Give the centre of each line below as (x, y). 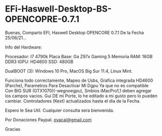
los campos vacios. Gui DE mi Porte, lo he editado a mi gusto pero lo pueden (81, 96)
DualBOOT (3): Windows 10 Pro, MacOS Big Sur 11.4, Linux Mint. (69, 71)
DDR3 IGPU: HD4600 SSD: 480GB (39, 61)
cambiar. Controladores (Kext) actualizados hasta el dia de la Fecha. (73, 101)
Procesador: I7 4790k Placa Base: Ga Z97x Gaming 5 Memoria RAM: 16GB (79, 56)
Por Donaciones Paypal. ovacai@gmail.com (48, 120)
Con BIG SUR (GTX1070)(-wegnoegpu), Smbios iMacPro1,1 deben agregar (78, 91)
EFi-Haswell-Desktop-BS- (59, 9)
